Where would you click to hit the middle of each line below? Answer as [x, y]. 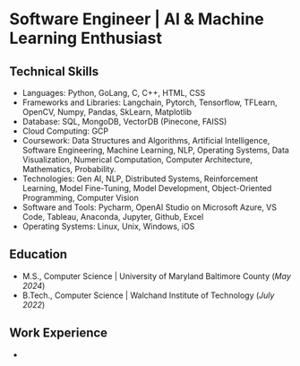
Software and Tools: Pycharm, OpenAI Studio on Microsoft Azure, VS [150, 207]
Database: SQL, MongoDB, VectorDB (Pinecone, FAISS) [124, 122]
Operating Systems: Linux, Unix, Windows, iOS [108, 226]
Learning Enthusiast [86, 38]
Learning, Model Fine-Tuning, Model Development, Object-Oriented [147, 188]
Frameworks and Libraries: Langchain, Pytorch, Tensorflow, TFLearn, [150, 102]
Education [39, 254]
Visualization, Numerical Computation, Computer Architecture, [137, 160]
